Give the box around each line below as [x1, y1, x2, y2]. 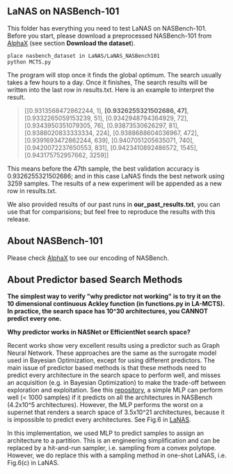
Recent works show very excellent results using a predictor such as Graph [7, 342, 220, 350]
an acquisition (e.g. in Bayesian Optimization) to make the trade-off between [7, 379, 226, 387]
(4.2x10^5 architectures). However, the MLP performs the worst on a [7, 401, 203, 409]
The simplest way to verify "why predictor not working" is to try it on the [7, 292, 221, 300]
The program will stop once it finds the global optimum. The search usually [7, 70, 222, 79]
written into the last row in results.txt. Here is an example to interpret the [7, 85, 214, 93]
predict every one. [7, 314, 62, 323]
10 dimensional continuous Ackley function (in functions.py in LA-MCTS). [7, 300, 225, 308]
